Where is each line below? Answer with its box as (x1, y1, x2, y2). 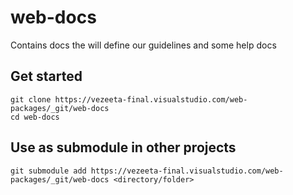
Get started (10, 68, 83, 85)
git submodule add (10, 166, 87, 176)
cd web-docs (10, 112, 60, 122)
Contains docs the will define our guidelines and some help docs (10, 39, 277, 51)
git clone (10, 94, 52, 105)
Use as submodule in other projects (10, 139, 237, 156)
